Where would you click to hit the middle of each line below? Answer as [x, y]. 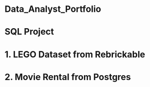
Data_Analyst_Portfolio [53, 9]
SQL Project [29, 32]
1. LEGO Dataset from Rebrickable [75, 54]
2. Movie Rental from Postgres [68, 77]
